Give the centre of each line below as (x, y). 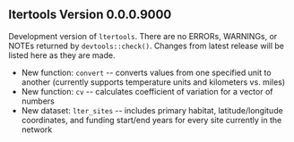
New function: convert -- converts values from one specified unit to (146, 72)
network (37, 129)
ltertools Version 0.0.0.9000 (90, 15)
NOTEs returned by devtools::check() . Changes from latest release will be (146, 46)
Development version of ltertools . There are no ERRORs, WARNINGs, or (143, 36)
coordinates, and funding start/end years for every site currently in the (151, 120)
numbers (38, 101)
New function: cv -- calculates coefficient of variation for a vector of (147, 91)
